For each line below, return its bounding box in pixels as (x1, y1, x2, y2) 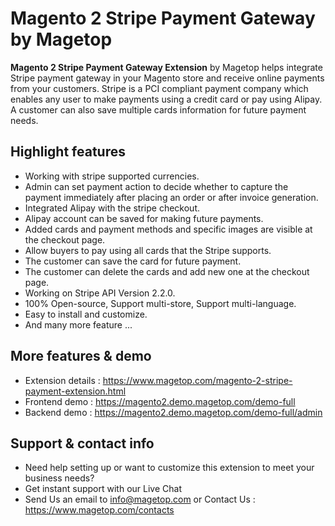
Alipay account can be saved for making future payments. (24, 212, 264, 224)
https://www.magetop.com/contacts (24, 504, 175, 516)
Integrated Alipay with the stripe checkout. (24, 202, 201, 214)
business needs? (24, 472, 95, 484)
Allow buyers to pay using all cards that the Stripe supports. (24, 244, 272, 256)
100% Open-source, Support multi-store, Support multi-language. (24, 297, 297, 309)
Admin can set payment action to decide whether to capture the (24, 180, 289, 192)
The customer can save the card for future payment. (24, 255, 242, 267)
